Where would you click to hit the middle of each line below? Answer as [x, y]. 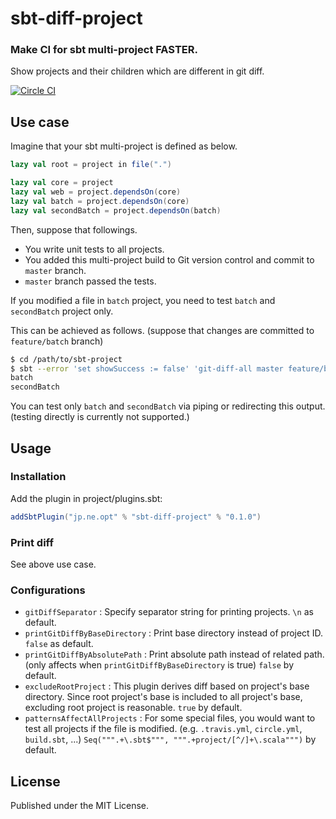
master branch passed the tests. [90, 281]
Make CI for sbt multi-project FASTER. [104, 50]
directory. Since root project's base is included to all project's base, [163, 697]
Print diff [32, 542]
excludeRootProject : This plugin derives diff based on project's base [167, 686]
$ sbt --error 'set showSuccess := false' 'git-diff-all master [147, 368]
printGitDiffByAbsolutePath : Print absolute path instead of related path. [174, 654]
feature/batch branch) [57, 341]
